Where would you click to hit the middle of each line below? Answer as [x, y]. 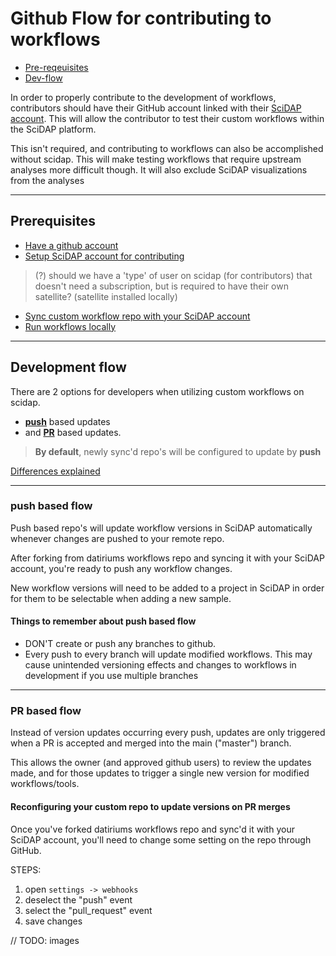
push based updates [67, 421]
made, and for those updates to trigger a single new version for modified [160, 773]
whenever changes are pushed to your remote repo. [117, 538]
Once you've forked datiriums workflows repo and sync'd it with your [152, 829]
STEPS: [26, 869]
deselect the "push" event [78, 899]
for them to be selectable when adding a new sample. [121, 598]
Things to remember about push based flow [103, 621]
